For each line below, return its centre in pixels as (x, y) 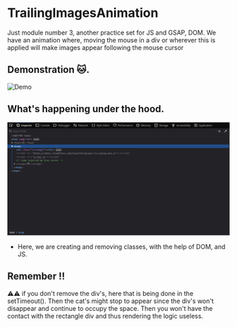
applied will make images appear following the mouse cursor (96, 47)
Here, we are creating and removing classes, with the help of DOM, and (121, 246)
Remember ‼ (36, 277)
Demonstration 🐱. (48, 70)
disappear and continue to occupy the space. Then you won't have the (110, 308)
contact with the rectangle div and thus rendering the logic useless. (105, 316)
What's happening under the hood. (86, 109)
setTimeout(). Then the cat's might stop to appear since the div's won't (110, 301)
